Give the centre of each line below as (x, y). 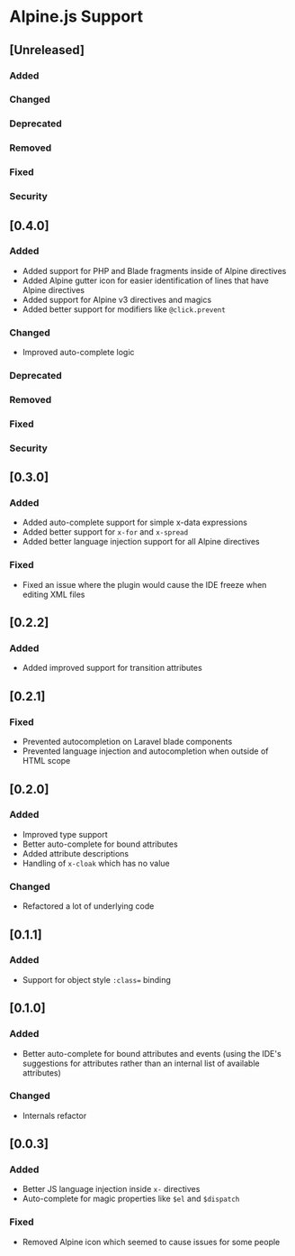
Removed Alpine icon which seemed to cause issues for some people (151, 1242)
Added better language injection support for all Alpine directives (141, 542)
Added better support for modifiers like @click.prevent (124, 309)
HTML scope (46, 761)
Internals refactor (54, 1115)
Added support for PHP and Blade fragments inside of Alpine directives (154, 270)
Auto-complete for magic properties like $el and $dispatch (131, 1199)
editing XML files (54, 594)
